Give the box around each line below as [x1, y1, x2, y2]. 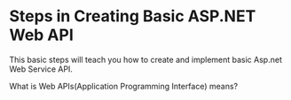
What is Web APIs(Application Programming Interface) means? [9, 81, 238, 91]
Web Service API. [9, 64, 74, 74]
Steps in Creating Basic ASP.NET [9, 6, 256, 27]
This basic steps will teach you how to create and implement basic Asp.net [9, 54, 282, 65]
